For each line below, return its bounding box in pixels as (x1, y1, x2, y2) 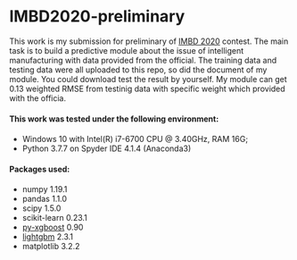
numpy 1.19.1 (21, 184, 68, 195)
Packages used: (9, 164, 70, 174)
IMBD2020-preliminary (9, 6, 186, 27)
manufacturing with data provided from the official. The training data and (9, 55, 277, 65)
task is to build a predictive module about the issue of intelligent (9, 45, 244, 55)
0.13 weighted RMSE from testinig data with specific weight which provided (9, 83, 285, 94)
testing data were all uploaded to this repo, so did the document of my (9, 64, 268, 75)
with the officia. (9, 92, 67, 104)
